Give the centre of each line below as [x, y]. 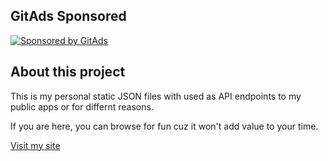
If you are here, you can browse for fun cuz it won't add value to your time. [164, 126]
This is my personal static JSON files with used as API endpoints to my [156, 96]
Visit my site [35, 145]
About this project [68, 72]
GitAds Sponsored [68, 16]
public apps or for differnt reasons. [82, 106]
